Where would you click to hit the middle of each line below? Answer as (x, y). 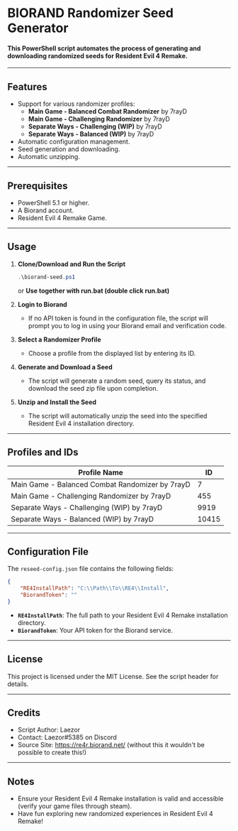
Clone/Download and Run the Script (72, 264)
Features (27, 87)
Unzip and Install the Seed (57, 402)
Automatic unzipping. (49, 157)
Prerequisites (38, 186)
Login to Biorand (42, 304)
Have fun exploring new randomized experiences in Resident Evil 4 (115, 814)
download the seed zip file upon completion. (93, 388)
